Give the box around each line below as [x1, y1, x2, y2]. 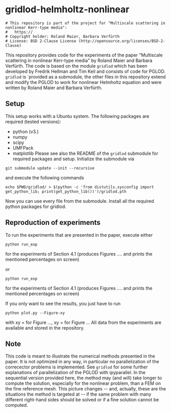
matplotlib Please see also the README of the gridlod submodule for [12, 150, 158, 156]
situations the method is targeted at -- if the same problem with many [5, 391, 152, 398]
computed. [5, 402, 28, 408]
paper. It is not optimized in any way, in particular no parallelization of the [5, 359, 159, 365]
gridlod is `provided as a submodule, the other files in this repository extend [5, 73, 166, 80]
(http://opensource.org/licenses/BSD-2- [78, 38, 166, 44]
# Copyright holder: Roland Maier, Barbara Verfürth [5, 34, 120, 39]
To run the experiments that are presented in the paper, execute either [5, 232, 153, 238]
